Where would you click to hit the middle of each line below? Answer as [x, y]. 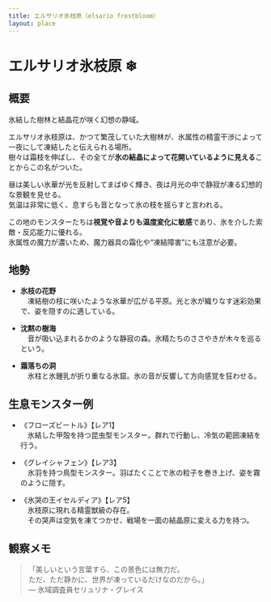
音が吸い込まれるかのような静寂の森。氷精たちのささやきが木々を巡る [144, 339]
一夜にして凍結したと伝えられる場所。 [72, 147]
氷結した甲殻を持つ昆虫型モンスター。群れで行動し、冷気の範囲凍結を [144, 435]
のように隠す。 [45, 483]
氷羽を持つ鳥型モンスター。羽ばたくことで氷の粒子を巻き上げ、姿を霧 [144, 473]
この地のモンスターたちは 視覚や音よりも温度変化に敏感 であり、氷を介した [132, 222]
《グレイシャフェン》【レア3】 [70, 463]
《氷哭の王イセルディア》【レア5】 [77, 500]
